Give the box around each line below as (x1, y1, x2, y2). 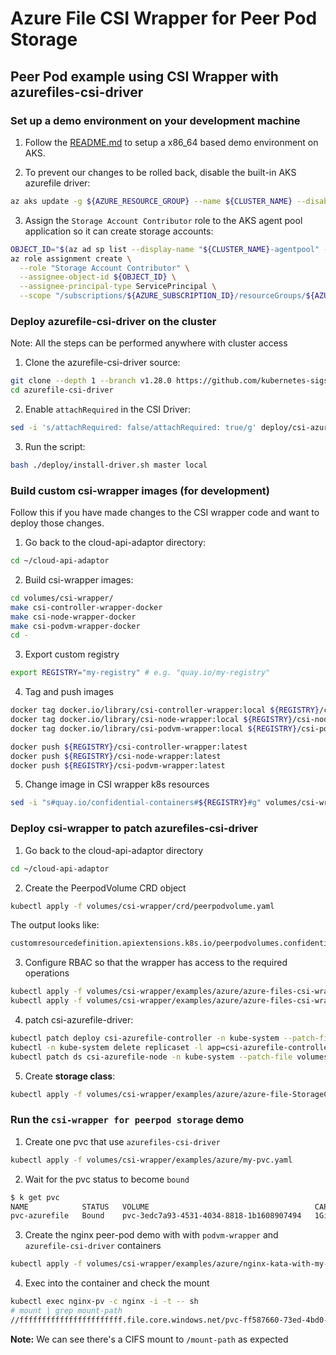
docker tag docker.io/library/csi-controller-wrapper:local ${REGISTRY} (10, 705, 320, 716)
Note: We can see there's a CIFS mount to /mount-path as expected (10, 1333, 289, 1345)
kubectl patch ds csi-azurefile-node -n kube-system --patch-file (10, 1052, 293, 1062)
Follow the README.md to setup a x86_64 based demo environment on (24, 136, 319, 148)
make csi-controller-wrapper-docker (10, 602, 163, 612)
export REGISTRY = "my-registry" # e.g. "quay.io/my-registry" (10, 668, 271, 678)
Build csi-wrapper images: (24, 573, 134, 586)
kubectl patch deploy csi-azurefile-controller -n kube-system (10, 1033, 280, 1044)
